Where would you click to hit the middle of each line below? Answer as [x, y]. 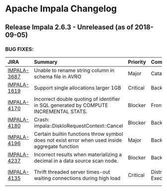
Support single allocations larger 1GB [78, 88]
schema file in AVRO [58, 76]
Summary [46, 62]
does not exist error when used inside [78, 140]
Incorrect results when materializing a [78, 154]
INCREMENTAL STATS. [61, 111]
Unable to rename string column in [74, 70]
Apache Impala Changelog [61, 9]
